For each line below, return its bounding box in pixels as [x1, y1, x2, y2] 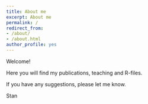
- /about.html [6, 36, 41, 42]
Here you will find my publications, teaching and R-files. [6, 69, 143, 76]
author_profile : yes [6, 42, 57, 48]
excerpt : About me [6, 14, 52, 20]
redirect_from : [6, 25, 44, 31]
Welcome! [6, 57, 31, 65]
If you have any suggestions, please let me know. [6, 80, 126, 87]
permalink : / [6, 19, 38, 25]
